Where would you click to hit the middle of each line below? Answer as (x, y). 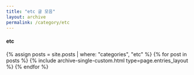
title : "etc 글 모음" (31, 11)
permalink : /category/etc (38, 22)
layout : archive (26, 17)
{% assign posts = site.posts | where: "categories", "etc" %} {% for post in (96, 54)
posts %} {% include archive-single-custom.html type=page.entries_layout (97, 60)
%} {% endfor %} (27, 67)
